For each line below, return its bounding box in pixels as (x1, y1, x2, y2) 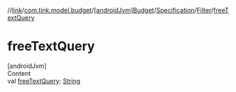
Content (7, 69, 31, 77)
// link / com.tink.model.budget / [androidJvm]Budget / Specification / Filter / (7, 6, 214, 14)
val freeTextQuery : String (7, 76, 81, 85)
